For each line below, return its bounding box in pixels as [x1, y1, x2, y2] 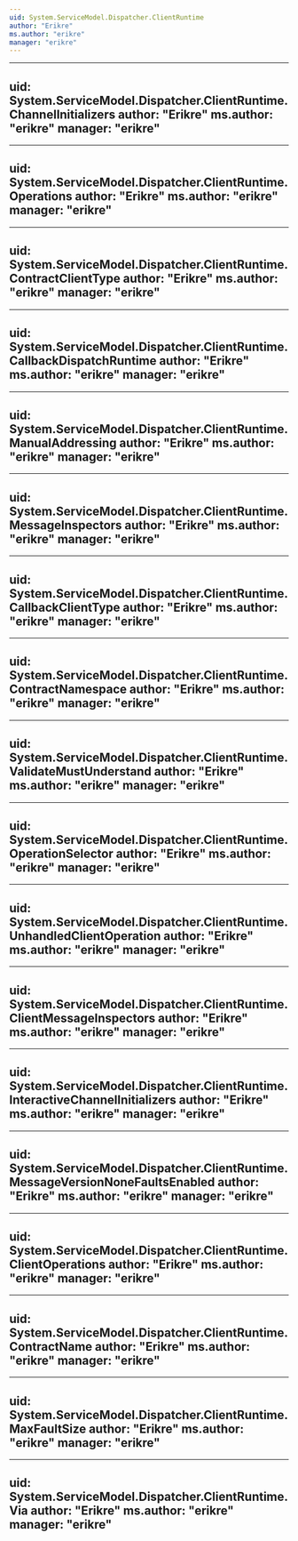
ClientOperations [9, 1257, 106, 1272]
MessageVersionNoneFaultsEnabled [9, 1175, 216, 1190]
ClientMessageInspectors [9, 1010, 156, 1025]
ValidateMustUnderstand [9, 764, 153, 779]
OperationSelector [9, 846, 114, 861]
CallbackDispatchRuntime [9, 353, 157, 369]
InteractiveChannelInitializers [9, 1093, 177, 1108]
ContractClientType [9, 271, 122, 286]
